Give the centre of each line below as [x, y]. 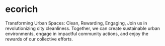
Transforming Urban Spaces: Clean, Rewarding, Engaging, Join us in [76, 23]
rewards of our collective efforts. [39, 39]
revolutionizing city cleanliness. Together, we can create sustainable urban [82, 28]
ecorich [22, 9]
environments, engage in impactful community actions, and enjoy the [77, 33]
